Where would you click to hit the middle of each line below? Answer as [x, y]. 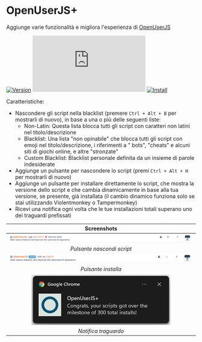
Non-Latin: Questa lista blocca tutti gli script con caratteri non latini [107, 126]
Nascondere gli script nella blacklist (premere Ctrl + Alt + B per [96, 113]
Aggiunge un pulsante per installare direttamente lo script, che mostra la [104, 183]
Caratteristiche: [26, 101]
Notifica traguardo [101, 331]
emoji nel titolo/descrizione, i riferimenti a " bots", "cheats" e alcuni [107, 145]
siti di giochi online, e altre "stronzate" [71, 151]
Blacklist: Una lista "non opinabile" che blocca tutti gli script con [103, 138]
